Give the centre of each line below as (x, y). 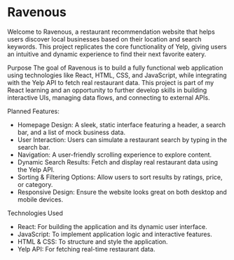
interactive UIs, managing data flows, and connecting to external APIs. (109, 97)
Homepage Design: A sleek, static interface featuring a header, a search (122, 124)
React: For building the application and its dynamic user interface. (112, 226)
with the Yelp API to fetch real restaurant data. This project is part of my (111, 82)
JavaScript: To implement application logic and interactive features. (115, 234)
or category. (35, 184)
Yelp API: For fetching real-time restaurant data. (86, 249)
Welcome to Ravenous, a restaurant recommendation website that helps (111, 32)
